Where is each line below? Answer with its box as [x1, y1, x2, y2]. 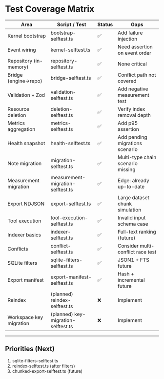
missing [118, 166, 136, 173]
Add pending [118, 133, 147, 140]
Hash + [118, 270, 134, 277]
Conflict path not [118, 71, 156, 78]
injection [118, 35, 138, 42]
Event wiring [7, 46, 36, 53]
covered [118, 77, 137, 84]
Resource [7, 105, 30, 112]
